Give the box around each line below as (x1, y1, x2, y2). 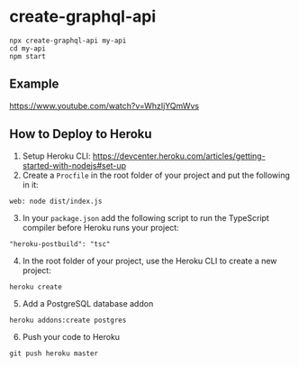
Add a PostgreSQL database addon (22, 298, 154, 308)
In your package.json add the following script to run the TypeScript (22, 212, 270, 223)
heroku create (9, 282, 63, 291)
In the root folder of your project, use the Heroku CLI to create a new (22, 255, 277, 266)
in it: (22, 179, 39, 190)
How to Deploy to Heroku (9, 126, 152, 142)
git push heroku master (9, 349, 99, 358)
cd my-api (9, 43, 47, 53)
